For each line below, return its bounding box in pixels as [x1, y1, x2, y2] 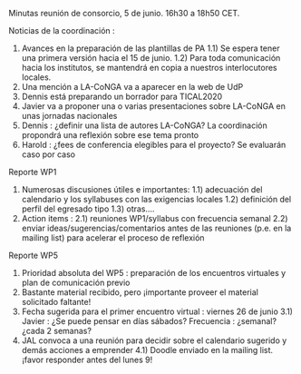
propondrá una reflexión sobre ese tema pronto [21, 130, 199, 140]
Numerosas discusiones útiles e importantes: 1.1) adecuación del [21, 184, 263, 194]
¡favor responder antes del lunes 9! [21, 354, 153, 365]
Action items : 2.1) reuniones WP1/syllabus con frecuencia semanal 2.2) [21, 213, 288, 223]
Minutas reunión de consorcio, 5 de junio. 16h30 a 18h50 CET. [8, 8, 240, 18]
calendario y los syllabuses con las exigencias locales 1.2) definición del [21, 194, 292, 204]
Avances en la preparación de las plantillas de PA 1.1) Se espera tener [21, 43, 280, 54]
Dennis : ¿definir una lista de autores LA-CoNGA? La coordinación [21, 120, 268, 131]
